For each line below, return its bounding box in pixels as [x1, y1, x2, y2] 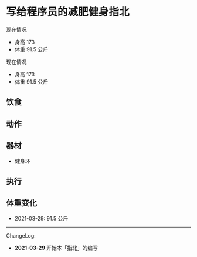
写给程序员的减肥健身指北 [6, 5, 130, 19]
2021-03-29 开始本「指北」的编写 [14, 244, 98, 251]
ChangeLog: [6, 232, 36, 239]
